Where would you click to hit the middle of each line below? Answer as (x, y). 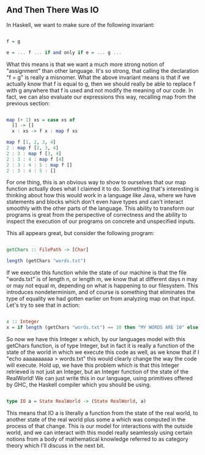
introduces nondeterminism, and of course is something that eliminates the (101, 292)
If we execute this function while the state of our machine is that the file (96, 273)
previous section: (28, 103)
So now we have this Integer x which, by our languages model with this (96, 339)
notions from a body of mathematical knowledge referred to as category (97, 439)
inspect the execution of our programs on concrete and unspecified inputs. (101, 221)
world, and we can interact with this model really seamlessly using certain (99, 432)
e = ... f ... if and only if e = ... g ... (64, 52)
